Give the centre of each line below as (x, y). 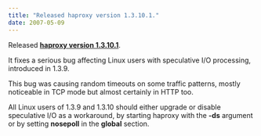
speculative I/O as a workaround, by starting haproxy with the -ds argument (130, 115)
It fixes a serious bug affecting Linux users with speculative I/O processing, (130, 60)
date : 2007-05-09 (36, 23)
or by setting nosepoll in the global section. (79, 123)
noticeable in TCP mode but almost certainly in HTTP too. (101, 91)
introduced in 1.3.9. (39, 68)
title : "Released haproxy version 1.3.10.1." (83, 15)
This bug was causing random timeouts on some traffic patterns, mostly (124, 84)
